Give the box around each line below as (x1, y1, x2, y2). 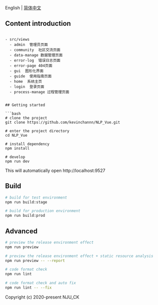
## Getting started (5, 102, 45, 107)
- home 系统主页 (9, 79, 42, 84)
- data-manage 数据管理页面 (9, 52, 63, 57)
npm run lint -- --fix (5, 285, 52, 290)
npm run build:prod (5, 213, 45, 218)
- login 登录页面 (9, 84, 44, 89)
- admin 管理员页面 (9, 42, 48, 47)
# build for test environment (5, 195, 68, 200)
